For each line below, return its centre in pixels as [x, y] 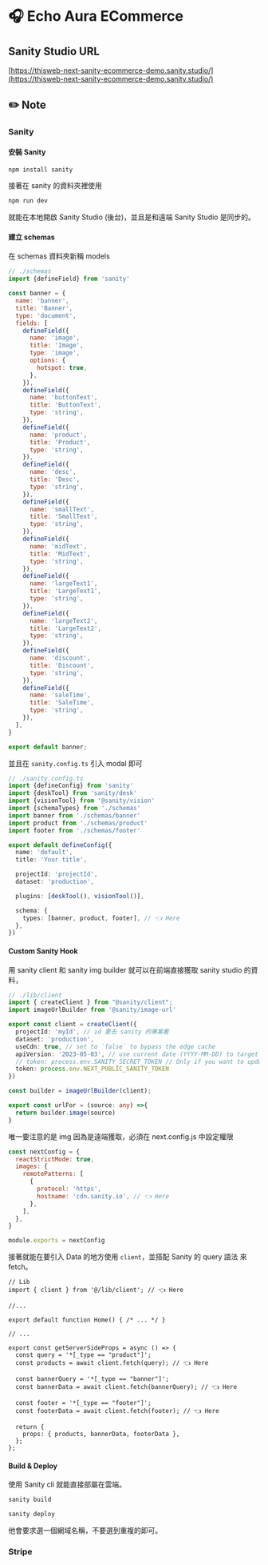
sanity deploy [32, 1515]
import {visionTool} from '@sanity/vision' [82, 801]
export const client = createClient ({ [73, 1025]
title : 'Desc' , [55, 480]
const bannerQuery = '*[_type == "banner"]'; [93, 1379]
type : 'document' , [46, 315]
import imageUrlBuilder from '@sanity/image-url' [93, 1010]
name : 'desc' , [53, 472]
